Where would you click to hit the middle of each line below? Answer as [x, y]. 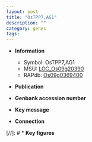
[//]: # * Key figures [30, 133]
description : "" [26, 23]
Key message [32, 110]
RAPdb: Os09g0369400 [53, 75]
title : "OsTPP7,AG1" [32, 17]
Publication [29, 87]
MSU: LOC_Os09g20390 [54, 69]
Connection [29, 121]
